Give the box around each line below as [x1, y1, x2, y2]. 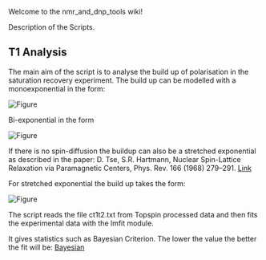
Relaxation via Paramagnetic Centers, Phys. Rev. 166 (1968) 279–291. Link [8, 163, 252, 173]
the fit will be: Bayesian [8, 242, 85, 252]
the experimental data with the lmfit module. [8, 218, 154, 228]
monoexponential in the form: [8, 83, 106, 93]
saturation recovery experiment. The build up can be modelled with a [8, 75, 236, 85]
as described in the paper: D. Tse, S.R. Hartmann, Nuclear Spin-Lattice [8, 154, 242, 164]
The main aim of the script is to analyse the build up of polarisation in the [8, 67, 249, 76]
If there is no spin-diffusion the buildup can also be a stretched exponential [8, 146, 256, 156]
